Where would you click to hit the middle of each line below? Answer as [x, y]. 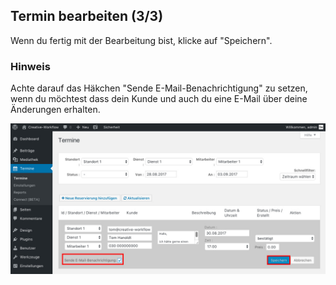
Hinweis [30, 66]
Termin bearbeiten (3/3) [87, 16]
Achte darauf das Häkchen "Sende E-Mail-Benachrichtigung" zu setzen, [159, 88]
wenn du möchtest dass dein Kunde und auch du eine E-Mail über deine [159, 99]
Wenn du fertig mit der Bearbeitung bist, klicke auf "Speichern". [141, 40]
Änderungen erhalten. [55, 110]
